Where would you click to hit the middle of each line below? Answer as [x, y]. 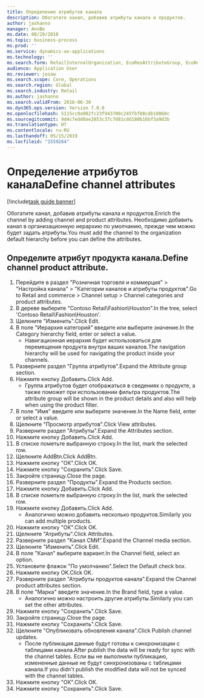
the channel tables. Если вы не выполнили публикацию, [96, 656]
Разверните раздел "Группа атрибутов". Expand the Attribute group [101, 366]
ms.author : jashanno [33, 97]
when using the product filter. [61, 405]
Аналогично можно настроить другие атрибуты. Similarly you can [109, 598]
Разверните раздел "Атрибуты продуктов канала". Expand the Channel [106, 579]
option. [25, 560]
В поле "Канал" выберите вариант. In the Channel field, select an [98, 553]
